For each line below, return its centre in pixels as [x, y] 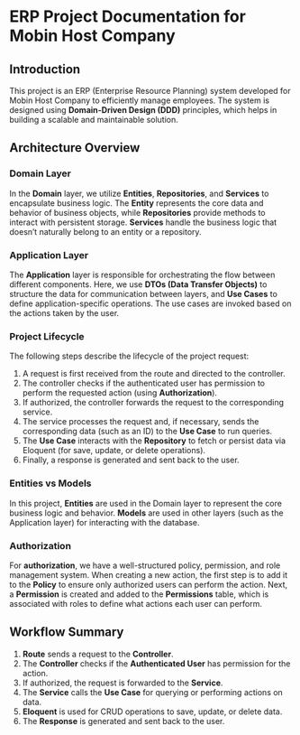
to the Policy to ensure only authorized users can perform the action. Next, [149, 584]
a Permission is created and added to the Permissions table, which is [139, 594]
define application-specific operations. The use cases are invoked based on [150, 303]
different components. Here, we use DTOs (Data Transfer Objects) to [138, 284]
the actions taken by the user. [64, 312]
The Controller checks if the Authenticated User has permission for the [156, 663]
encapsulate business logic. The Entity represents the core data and [136, 203]
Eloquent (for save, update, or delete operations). [114, 451]
